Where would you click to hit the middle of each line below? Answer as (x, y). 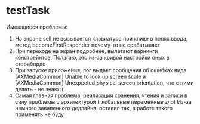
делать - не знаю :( (39, 89)
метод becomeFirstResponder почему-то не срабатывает (87, 45)
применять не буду (39, 114)
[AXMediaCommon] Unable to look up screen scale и (80, 76)
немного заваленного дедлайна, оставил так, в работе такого (94, 108)
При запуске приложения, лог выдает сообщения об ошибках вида (101, 70)
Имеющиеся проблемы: (37, 27)
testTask (28, 10)
